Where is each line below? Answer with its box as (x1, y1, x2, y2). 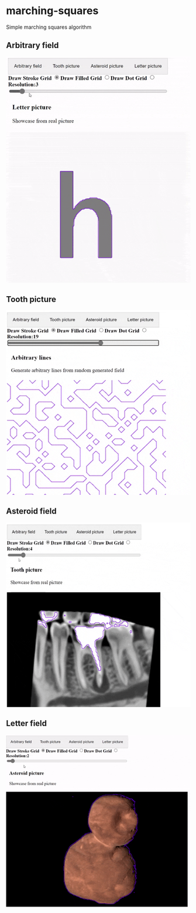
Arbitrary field (6, 40, 59, 50)
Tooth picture (6, 294, 57, 304)
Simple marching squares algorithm (6, 23, 92, 30)
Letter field (6, 718, 47, 728)
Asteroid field (6, 506, 57, 517)
